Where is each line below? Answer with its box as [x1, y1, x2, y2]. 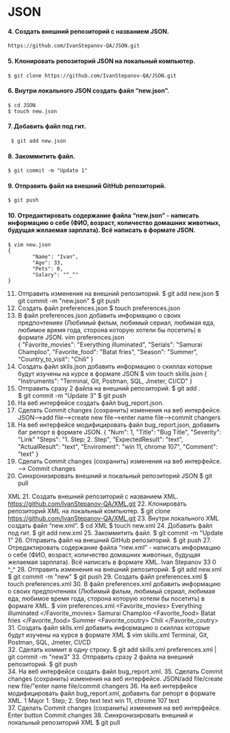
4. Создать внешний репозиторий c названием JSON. [8, 27, 170, 35]
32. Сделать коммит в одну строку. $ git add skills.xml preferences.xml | [8, 645, 217, 653]
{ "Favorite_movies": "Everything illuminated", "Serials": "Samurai [17, 340, 203, 349]
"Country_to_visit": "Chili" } [17, 355, 94, 363]
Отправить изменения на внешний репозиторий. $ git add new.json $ [17, 289, 220, 297]
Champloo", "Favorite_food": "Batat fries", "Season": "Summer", [17, 347, 198, 356]
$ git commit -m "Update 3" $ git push [17, 391, 127, 399]
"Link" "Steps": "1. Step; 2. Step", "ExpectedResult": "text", [17, 435, 183, 443]
